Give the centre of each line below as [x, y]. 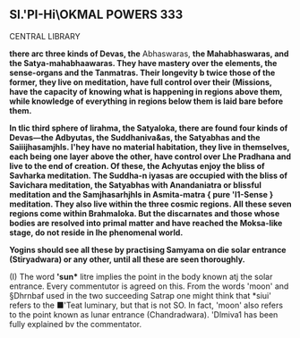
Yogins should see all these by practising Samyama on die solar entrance [148, 249]
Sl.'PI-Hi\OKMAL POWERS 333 [96, 15]
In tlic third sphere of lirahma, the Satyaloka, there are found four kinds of [149, 128]
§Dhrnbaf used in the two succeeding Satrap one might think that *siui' [140, 295]
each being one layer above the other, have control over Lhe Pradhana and [150, 156]
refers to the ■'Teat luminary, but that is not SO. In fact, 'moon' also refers [146, 305]
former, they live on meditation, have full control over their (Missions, [141, 82]
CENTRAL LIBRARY [45, 36]
